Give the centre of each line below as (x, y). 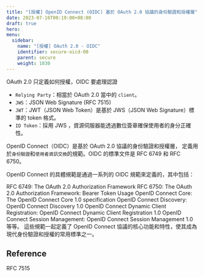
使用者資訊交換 (51, 154)
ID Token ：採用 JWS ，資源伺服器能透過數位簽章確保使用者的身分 (98, 125)
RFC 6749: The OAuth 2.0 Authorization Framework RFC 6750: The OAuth (99, 186)
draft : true (21, 23)
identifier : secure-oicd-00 (53, 52)
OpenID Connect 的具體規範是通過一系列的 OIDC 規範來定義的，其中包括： (100, 174)
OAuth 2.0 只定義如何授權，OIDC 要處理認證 (62, 82)
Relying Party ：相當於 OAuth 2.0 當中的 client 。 (78, 94)
